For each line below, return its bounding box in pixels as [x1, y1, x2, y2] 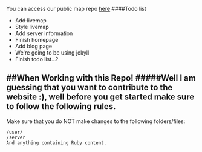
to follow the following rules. [6, 101, 116, 111]
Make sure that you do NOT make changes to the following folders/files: [6, 117, 186, 125]
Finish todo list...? [15, 56, 59, 62]
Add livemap [15, 17, 47, 24]
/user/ [6, 129, 23, 135]
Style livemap [15, 24, 50, 30]
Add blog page [15, 42, 53, 50]
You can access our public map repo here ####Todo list [6, 5, 146, 12]
